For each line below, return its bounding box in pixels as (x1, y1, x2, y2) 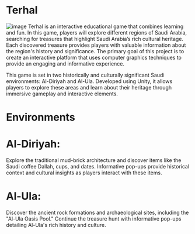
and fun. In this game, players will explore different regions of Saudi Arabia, (6, 29, 187, 36)
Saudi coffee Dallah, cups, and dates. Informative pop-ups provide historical (6, 163, 190, 170)
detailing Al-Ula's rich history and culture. (6, 222, 106, 228)
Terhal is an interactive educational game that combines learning (28, 23, 184, 30)
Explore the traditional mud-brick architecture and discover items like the (6, 157, 182, 164)
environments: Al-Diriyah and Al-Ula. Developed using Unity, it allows (6, 77, 173, 85)
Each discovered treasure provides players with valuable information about (6, 42, 186, 49)
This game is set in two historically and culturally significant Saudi (6, 71, 165, 78)
